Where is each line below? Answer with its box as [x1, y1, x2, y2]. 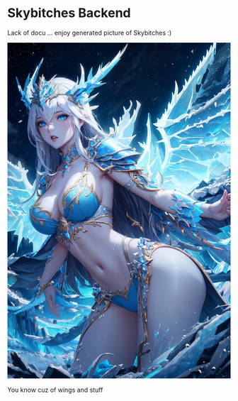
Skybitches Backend [7, 5, 131, 21]
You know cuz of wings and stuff [7, 385, 103, 394]
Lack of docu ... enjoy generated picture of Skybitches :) [7, 28, 172, 37]
